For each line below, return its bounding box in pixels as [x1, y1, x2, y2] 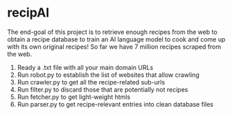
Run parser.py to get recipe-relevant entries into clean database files [17, 100, 213, 108]
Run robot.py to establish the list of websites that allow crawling [17, 71, 199, 79]
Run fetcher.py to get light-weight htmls [17, 92, 131, 101]
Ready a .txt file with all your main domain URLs [17, 63, 154, 71]
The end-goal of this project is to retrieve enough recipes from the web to [7, 28, 218, 36]
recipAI [7, 5, 50, 21]
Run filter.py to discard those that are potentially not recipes [17, 85, 188, 94]
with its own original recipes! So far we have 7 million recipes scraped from [7, 42, 222, 51]
